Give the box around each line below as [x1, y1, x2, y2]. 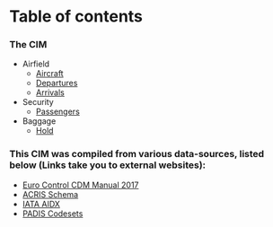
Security [22, 97, 54, 108]
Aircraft [35, 68, 65, 79]
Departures [35, 78, 78, 89]
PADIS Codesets [22, 208, 84, 219]
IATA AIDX [22, 198, 61, 209]
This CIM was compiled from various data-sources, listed [9, 148, 265, 161]
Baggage [22, 116, 57, 127]
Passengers [35, 106, 81, 118]
